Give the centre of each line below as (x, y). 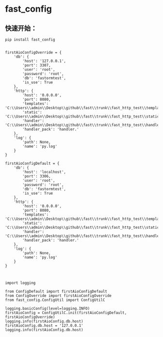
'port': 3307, (37, 65)
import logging (20, 283)
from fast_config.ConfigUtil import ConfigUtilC (55, 300)
